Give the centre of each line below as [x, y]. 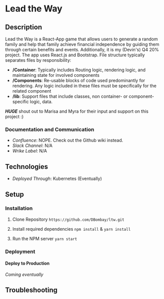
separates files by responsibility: [38, 60]
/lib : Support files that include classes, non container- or [70, 96]
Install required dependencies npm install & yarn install [71, 229]
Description [24, 27]
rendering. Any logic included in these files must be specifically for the [84, 86]
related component [32, 91]
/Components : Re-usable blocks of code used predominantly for [79, 80]
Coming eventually [24, 274]
